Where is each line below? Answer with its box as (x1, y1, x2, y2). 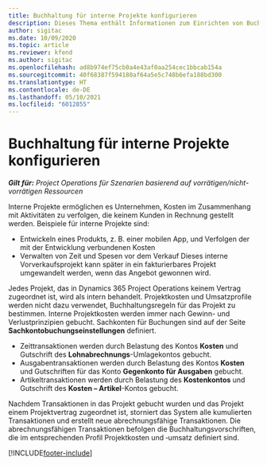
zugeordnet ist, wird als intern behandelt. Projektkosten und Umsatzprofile (8, 292, 252, 302)
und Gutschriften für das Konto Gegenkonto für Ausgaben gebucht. (19, 367, 244, 377)
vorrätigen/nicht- (193, 178, 250, 188)
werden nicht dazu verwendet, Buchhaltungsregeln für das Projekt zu (8, 300, 236, 311)
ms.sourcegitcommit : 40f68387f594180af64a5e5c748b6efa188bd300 (8, 71, 222, 79)
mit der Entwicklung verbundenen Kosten (19, 243, 156, 252)
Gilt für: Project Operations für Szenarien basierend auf (8, 178, 192, 188)
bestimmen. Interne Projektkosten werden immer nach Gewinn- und (8, 309, 230, 318)
